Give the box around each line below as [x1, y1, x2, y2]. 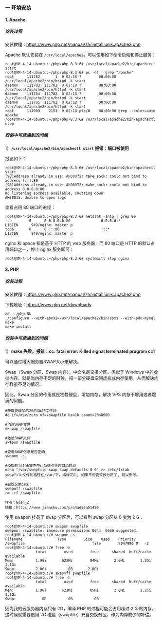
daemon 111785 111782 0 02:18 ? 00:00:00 [5, 100, 117, 105]
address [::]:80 [5, 178, 38, 183]
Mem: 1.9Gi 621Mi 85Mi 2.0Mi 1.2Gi [5, 588, 151, 593]
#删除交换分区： [5, 482, 33, 487]
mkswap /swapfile [5, 426, 40, 431]
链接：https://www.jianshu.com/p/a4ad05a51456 [5, 505, 99, 510]
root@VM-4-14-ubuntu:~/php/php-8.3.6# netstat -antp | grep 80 [5, 214, 136, 219]
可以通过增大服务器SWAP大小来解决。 [5, 358, 82, 364]
